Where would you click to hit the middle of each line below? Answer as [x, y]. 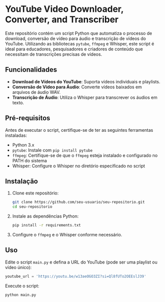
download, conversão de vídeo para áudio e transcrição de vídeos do [76, 38]
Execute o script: [22, 286]
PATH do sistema [30, 160]
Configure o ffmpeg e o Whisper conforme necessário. [67, 235]
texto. [18, 103]
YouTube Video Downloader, [65, 9]
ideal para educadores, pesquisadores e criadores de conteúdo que [74, 49]
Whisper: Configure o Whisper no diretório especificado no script [79, 166]
